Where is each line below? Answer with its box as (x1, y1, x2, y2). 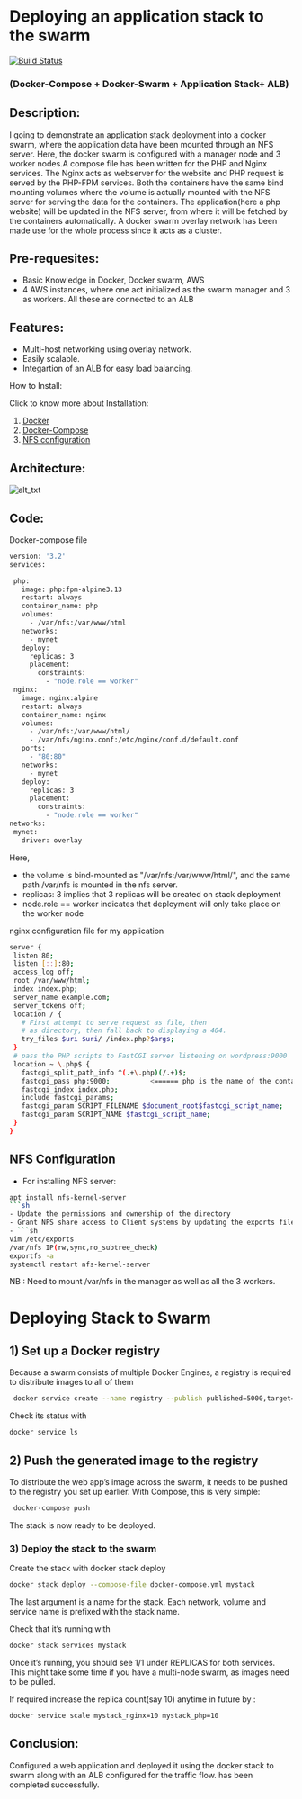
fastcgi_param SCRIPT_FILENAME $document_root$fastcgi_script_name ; (21, 1102, 283, 1111)
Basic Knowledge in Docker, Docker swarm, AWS (22, 274, 205, 285)
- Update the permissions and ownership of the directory (9, 1210, 231, 1219)
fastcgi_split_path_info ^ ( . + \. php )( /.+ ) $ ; (21, 1068, 187, 1077)
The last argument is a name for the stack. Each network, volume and (9, 1597, 267, 1607)
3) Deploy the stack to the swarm (9, 1542, 157, 1554)
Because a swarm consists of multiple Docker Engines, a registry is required (9, 1367, 292, 1378)
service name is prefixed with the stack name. (9, 1606, 180, 1617)
